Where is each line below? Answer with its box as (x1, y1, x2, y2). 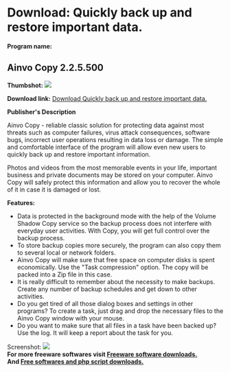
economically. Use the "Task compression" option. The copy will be (16, 263, 209, 271)
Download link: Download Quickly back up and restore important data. (7, 94, 207, 102)
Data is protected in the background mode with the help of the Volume (16, 211, 216, 220)
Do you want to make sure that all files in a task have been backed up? (16, 321, 217, 329)
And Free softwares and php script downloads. (7, 357, 144, 365)
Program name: (7, 42, 53, 50)
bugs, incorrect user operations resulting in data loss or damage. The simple (7, 135, 223, 143)
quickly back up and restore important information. (7, 150, 151, 159)
